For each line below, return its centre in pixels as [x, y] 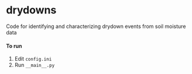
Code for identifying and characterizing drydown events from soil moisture [96, 26]
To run [14, 46]
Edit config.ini [33, 59]
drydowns [31, 10]
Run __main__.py [35, 65]
